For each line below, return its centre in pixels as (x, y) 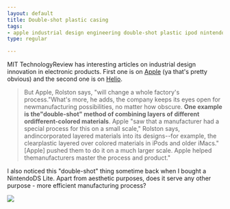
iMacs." (208, 143)
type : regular (27, 39)
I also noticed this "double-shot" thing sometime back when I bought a (107, 171)
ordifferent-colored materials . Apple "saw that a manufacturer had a (122, 121)
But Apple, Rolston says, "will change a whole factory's (102, 93)
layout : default (30, 13)
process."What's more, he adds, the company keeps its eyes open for (122, 99)
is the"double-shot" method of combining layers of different (112, 114)
